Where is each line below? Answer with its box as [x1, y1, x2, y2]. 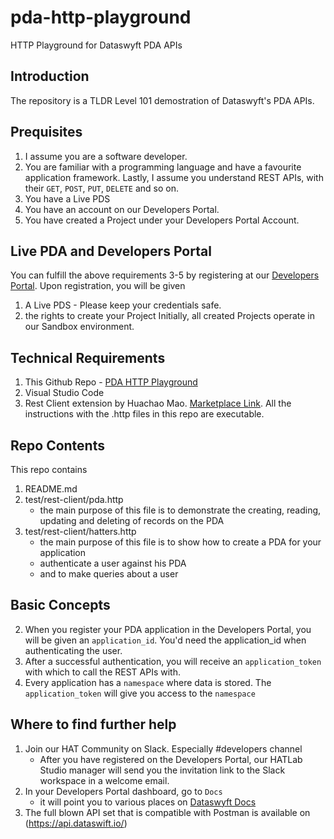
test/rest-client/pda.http [24, 494, 124, 505]
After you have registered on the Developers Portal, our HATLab [39, 753, 303, 765]
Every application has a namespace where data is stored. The [24, 676, 272, 688]
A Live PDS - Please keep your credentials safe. [24, 299, 222, 311]
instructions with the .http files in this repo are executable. [24, 408, 265, 420]
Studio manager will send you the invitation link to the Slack [39, 764, 286, 776]
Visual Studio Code [24, 387, 105, 399]
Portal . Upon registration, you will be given [10, 280, 186, 292]
